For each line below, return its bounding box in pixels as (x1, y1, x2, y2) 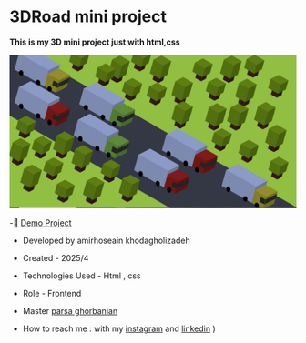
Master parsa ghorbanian (22, 306, 118, 317)
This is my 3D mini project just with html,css (9, 36, 180, 47)
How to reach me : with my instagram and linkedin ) (22, 323, 216, 334)
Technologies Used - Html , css (22, 270, 141, 281)
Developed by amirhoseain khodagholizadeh (22, 235, 190, 247)
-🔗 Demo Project (9, 217, 72, 228)
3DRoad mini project (9, 6, 167, 27)
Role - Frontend (22, 288, 82, 299)
